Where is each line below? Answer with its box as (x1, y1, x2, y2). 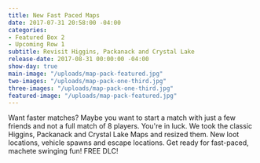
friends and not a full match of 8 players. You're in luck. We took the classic (8, 121, 253, 131)
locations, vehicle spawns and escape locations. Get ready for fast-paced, (8, 138, 249, 147)
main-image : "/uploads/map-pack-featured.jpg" (8, 70, 163, 78)
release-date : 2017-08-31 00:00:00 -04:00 (8, 56, 149, 63)
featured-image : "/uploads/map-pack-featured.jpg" (8, 92, 178, 100)
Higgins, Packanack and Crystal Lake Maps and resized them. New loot (8, 130, 240, 139)
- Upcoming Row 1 (8, 41, 65, 49)
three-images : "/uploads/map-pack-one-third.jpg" (8, 84, 174, 92)
